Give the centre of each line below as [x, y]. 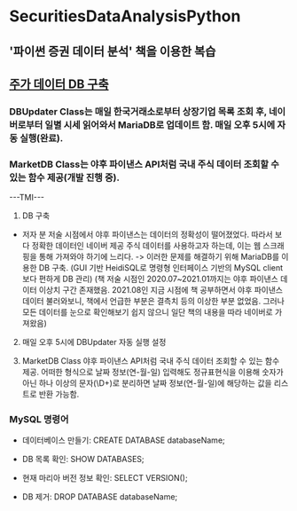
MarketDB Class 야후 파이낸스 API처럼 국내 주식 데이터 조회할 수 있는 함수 [151, 361]
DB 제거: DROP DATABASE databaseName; [100, 497]
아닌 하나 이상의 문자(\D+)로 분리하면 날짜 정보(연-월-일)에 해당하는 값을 [147, 383]
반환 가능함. [59, 394]
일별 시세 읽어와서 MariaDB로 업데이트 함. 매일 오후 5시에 [160, 124]
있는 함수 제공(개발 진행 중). [64, 177]
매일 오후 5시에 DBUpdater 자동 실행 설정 [94, 342]
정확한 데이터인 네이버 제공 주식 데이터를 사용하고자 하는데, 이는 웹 [146, 246]
